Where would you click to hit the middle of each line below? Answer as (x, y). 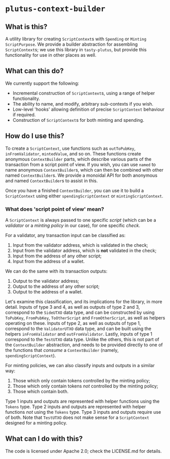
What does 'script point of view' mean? (55, 209)
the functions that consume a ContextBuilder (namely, (62, 350)
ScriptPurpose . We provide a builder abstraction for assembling (72, 44)
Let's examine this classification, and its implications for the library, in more (84, 302)
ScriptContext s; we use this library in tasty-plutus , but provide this (76, 50)
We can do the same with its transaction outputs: (56, 271)
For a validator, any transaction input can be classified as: (65, 235)
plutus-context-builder (55, 9)
